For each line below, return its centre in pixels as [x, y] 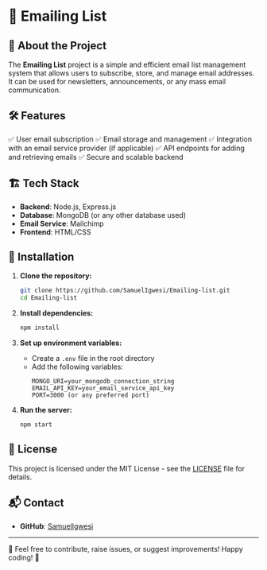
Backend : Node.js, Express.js [68, 207]
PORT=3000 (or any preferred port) [90, 396]
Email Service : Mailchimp [62, 223]
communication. [35, 90]
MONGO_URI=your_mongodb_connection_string [103, 382]
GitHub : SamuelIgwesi [56, 526]
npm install [39, 328]
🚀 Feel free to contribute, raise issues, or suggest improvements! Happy [126, 549]
